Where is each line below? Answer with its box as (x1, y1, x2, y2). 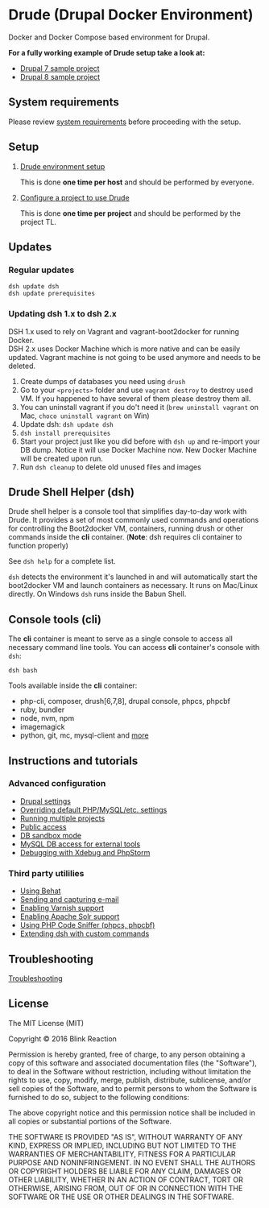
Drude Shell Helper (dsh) (8, 485, 135, 499)
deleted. (8, 361, 36, 370)
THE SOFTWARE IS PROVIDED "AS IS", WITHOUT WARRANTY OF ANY (8, 1131, 243, 1141)
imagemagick (19, 722, 65, 732)
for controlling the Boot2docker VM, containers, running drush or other (8, 523, 243, 533)
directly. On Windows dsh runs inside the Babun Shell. (8, 590, 187, 599)
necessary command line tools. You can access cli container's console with (8, 643, 260, 652)
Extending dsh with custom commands (19, 929, 150, 939)
